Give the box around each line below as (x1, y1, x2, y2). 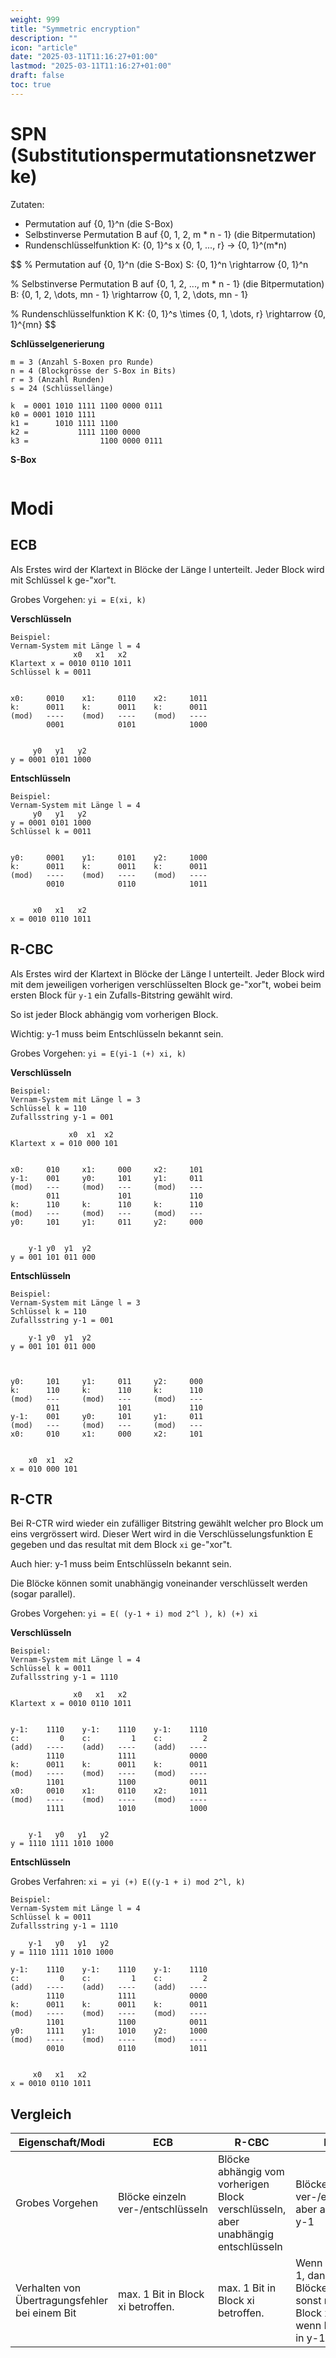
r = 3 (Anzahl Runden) (10, 374, 105, 385)
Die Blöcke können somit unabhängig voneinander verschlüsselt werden (10, 1577, 308, 1590)
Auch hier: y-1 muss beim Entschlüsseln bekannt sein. (10, 1558, 232, 1570)
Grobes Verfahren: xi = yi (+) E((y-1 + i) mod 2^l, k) (10, 1876, 246, 1888)
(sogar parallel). (10, 1588, 76, 1600)
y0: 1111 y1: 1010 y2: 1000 (10, 2026, 208, 2036)
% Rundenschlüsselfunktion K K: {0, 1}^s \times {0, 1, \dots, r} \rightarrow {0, (10, 307, 326, 320)
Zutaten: (10, 198, 45, 210)
